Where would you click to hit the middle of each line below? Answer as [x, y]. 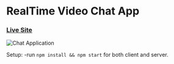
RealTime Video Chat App [73, 11]
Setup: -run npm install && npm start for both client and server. [88, 55]
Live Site [19, 30]
